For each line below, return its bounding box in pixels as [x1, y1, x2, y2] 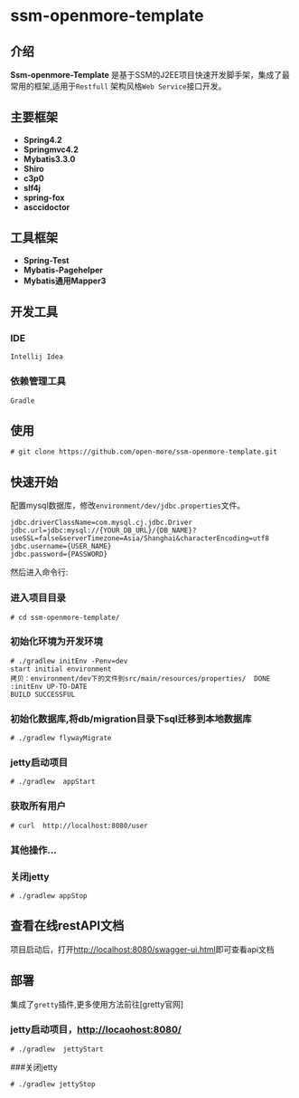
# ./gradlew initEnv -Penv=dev [10, 656, 128, 665]
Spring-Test [23, 254, 70, 265]
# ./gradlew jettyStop [10, 1079, 96, 1089]
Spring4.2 [23, 134, 62, 145]
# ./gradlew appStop [10, 891, 89, 901]
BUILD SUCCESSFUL [10, 690, 76, 699]
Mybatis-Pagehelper [23, 264, 103, 275]
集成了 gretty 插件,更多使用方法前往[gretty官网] [10, 998, 184, 1009]
